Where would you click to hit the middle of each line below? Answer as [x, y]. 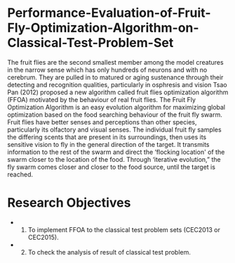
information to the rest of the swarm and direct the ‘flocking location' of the [116, 152]
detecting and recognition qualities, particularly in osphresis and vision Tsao [117, 84]
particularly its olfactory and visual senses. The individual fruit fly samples [115, 129]
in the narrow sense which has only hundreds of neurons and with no [107, 70]
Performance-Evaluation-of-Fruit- [109, 13]
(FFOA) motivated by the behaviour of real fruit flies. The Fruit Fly [102, 99]
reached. [20, 174]
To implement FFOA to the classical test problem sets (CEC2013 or [124, 229]
